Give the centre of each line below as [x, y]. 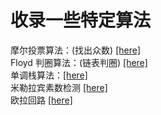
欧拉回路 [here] [41, 100]
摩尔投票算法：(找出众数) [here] [76, 50]
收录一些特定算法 [81, 20]
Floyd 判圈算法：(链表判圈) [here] [79, 62]
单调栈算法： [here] [49, 75]
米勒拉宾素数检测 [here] [59, 87]
